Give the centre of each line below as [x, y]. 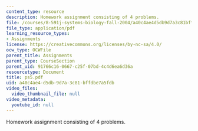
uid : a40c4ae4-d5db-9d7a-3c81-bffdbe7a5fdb [60, 83]
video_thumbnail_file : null [46, 94]
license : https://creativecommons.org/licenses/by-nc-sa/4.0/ [84, 45]
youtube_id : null [33, 105]
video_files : [22, 89]
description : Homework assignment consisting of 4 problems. [83, 17]
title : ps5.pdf [25, 77]
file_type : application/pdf [41, 28]
